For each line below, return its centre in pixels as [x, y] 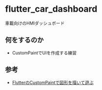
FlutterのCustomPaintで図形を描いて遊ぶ [53, 82]
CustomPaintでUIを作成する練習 [44, 53]
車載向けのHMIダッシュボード [35, 23]
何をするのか [24, 40]
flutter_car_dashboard [51, 9]
